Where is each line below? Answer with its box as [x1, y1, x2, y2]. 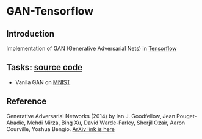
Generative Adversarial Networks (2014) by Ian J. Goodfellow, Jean [6, 112, 176, 119]
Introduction [6, 29, 55, 39]
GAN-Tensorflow [6, 4, 94, 18]
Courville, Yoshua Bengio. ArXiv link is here [6, 125, 115, 132]
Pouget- [176, 112, 197, 119]
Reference [6, 96, 47, 107]
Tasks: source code [6, 62, 82, 73]
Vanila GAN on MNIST [15, 78, 71, 86]
